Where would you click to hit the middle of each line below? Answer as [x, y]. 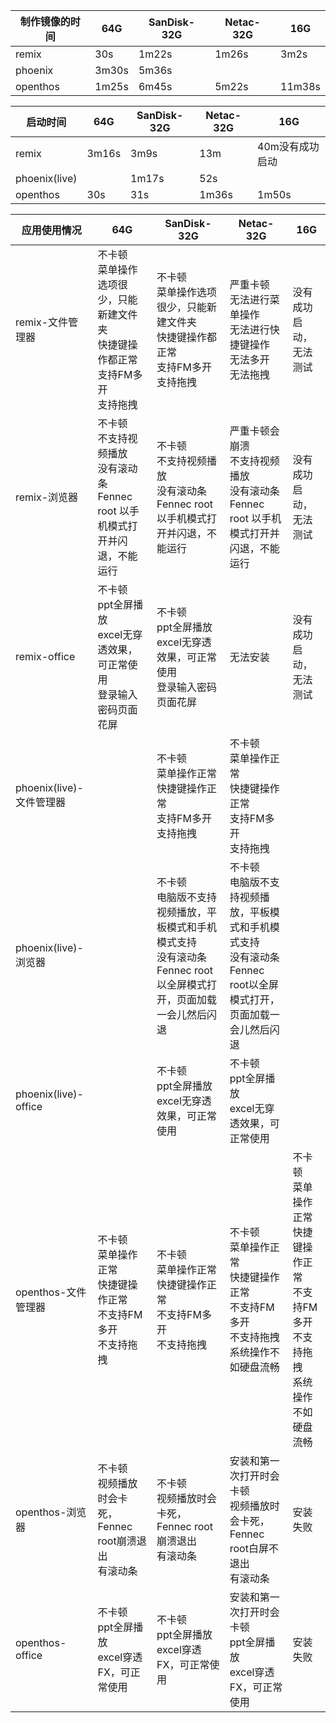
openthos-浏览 [51, 1512]
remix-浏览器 [47, 497]
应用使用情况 [51, 230]
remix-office [45, 656]
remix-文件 [42, 322]
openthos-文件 [51, 1292]
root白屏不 [254, 1548]
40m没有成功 [288, 146]
